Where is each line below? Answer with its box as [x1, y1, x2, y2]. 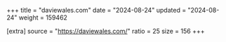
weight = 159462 [18, 13, 68, 22]
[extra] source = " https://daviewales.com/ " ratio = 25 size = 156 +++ [6, 27, 205, 35]
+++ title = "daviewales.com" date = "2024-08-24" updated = [6, 6, 187, 14]
